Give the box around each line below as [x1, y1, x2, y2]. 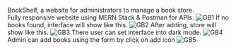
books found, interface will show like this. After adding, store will [7, 21, 217, 29]
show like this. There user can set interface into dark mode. [7, 28, 202, 36]
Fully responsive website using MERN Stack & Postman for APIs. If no [7, 13, 230, 22]
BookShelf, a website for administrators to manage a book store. [7, 6, 194, 14]
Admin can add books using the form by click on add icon [7, 36, 175, 44]
